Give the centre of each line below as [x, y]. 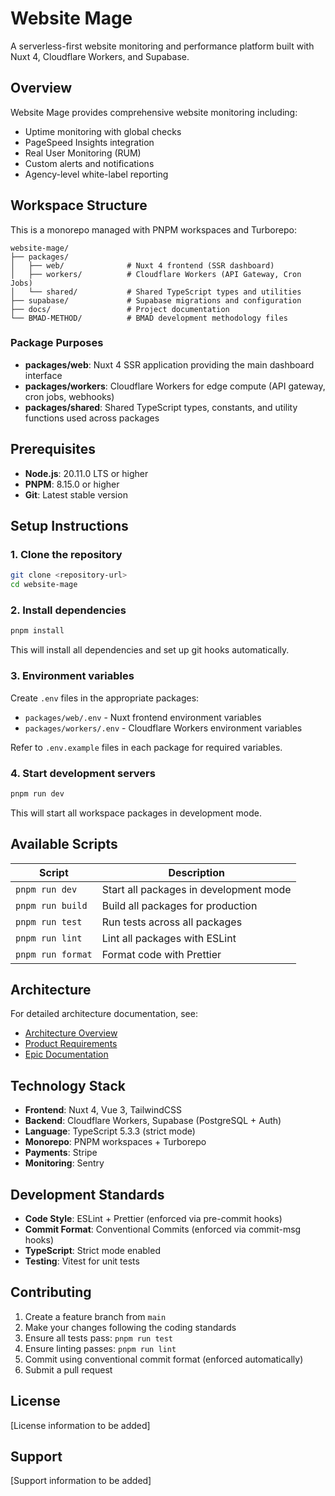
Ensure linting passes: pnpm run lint [100, 1348]
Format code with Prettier [161, 954]
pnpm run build [51, 905]
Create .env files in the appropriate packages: [105, 698]
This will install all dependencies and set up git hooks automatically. [150, 650]
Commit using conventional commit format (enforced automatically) [164, 1359]
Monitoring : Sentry [64, 1163]
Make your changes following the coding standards [130, 1327]
